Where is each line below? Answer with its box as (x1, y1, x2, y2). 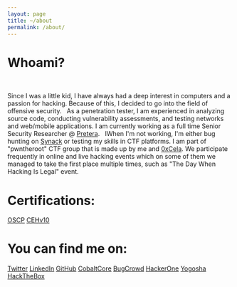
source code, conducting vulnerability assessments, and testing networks (7, 115, 224, 123)
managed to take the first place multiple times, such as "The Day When (7, 160, 216, 168)
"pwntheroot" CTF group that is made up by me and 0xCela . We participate (7, 145, 228, 153)
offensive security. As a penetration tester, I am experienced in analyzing (7, 107, 225, 115)
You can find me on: (7, 241, 128, 257)
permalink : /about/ (7, 24, 65, 31)
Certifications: (7, 192, 95, 209)
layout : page (7, 10, 46, 18)
